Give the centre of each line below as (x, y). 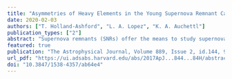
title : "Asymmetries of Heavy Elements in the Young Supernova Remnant (112, 13)
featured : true (29, 45)
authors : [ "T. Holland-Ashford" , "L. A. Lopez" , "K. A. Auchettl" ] (106, 26)
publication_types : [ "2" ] (44, 33)
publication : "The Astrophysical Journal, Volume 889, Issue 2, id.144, (114, 52)
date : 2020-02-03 (32, 20)
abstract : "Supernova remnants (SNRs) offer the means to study (101, 39)
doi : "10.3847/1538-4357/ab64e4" (55, 65)
